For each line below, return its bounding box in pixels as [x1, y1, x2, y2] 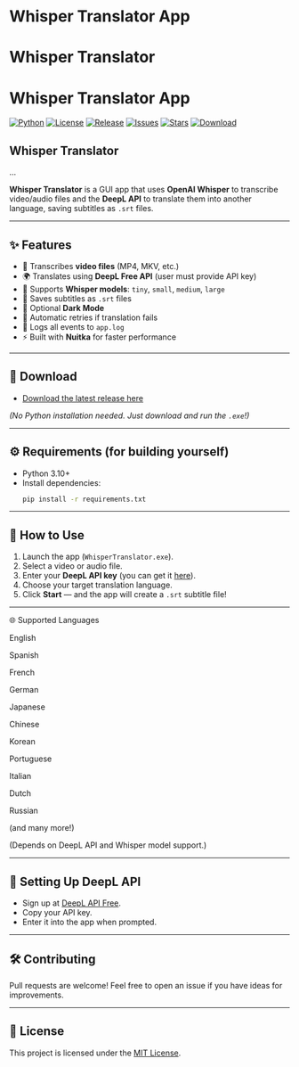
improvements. [9, 989, 64, 1000]
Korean [9, 736, 36, 747]
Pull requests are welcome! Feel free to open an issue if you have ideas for [9, 980, 283, 990]
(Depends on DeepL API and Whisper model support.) [9, 840, 207, 850]
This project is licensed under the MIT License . [9, 1047, 182, 1058]
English [9, 633, 36, 644]
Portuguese [9, 753, 53, 764]
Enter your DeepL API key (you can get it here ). [21, 570, 196, 581]
